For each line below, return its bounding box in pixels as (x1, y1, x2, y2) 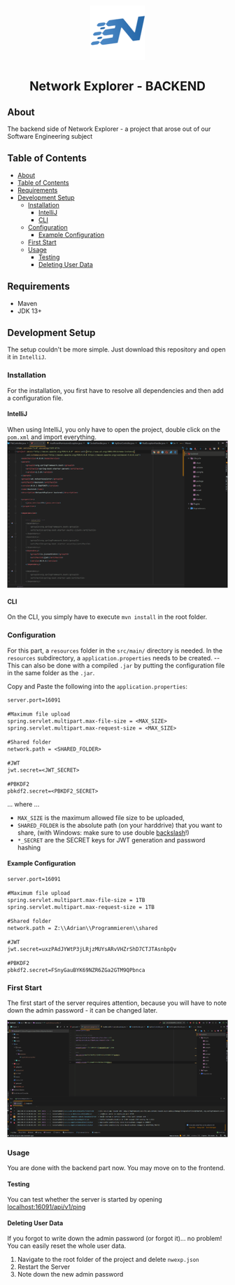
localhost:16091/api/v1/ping (7, 1203, 86, 1211)
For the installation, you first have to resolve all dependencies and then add (7, 386, 224, 394)
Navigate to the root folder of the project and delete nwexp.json (17, 1256, 199, 1264)
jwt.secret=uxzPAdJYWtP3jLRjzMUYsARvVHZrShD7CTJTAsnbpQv (7, 945, 177, 952)
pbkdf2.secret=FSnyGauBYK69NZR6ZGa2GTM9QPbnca (7, 966, 145, 973)
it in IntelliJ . (7, 353, 47, 361)
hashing (17, 843, 41, 852)
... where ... (7, 800, 40, 808)
